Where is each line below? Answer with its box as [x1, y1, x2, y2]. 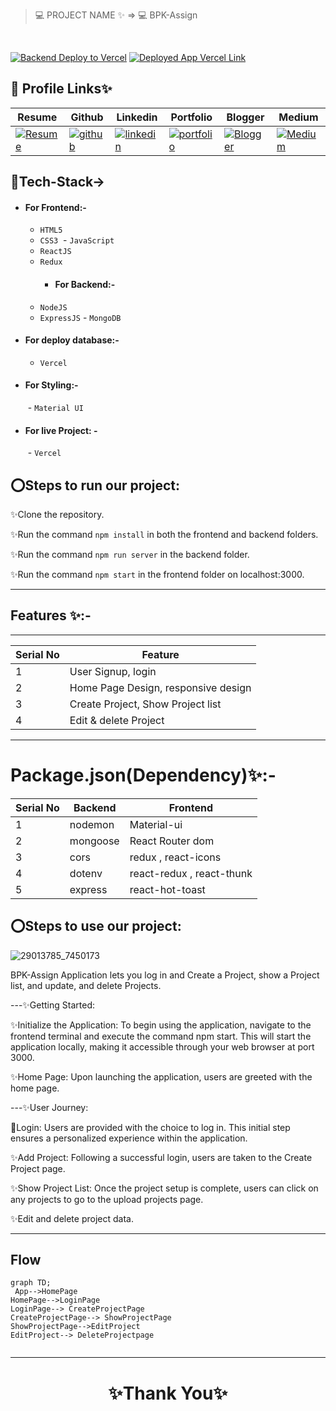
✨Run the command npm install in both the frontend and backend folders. [10, 529, 319, 541]
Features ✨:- [10, 607, 92, 624]
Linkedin [116, 110, 158, 124]
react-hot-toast [129, 882, 206, 896]
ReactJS [39, 247, 72, 257]
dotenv [69, 866, 103, 880]
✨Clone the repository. [10, 509, 105, 521]
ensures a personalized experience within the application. [10, 1132, 248, 1144]
